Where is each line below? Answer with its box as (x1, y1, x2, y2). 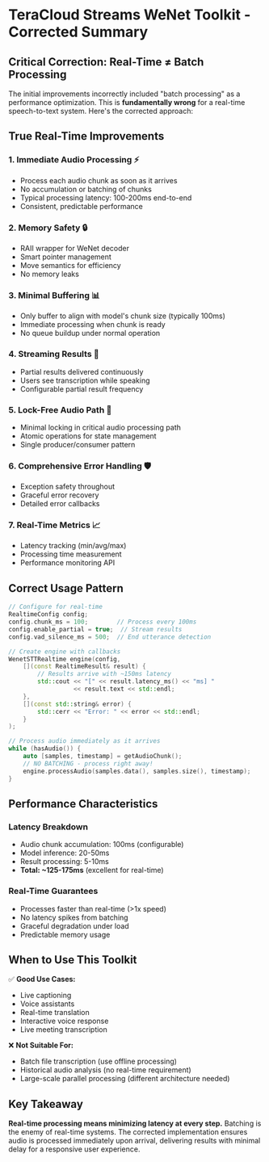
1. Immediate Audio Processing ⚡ (8, 154, 140, 166)
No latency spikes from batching (19, 912, 128, 922)
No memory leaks (19, 269, 79, 279)
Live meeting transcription (19, 1025, 107, 1034)
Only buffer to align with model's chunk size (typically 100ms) (19, 311, 226, 321)
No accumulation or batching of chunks (19, 184, 152, 194)
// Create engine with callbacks (8, 648, 121, 656)
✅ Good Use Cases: (8, 975, 76, 984)
